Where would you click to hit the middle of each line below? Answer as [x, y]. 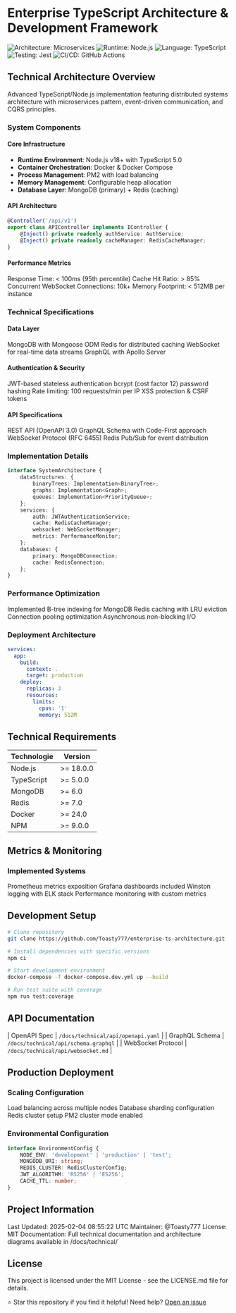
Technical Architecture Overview [82, 77]
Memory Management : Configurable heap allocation [94, 182]
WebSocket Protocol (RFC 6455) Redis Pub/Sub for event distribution [108, 438]
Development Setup [52, 916]
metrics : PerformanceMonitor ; [77, 536]
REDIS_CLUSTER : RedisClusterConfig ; [74, 1168]
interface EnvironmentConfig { [53, 1148]
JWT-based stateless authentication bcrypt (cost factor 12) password [108, 383]
